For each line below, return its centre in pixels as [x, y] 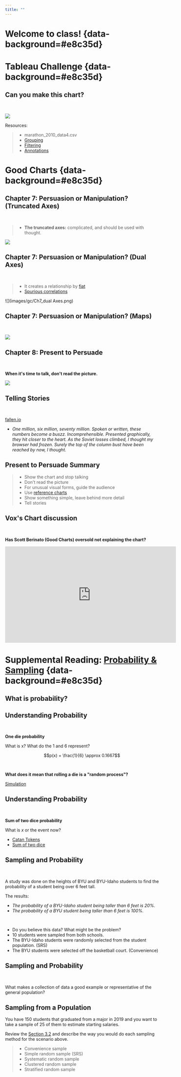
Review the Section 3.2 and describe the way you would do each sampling [80, 1034]
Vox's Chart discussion [41, 518]
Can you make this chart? [45, 95]
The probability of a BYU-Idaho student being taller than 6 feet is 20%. [84, 905]
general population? [25, 992]
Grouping [34, 140]
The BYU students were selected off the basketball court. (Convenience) [85, 950]
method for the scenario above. [37, 1039]
